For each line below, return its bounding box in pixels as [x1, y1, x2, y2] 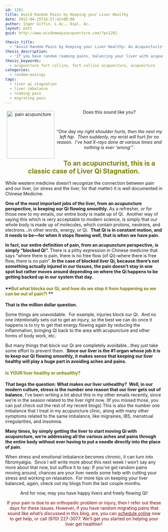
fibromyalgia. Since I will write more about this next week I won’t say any [5, 459, 156, 465]
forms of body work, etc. [5, 333, 56, 339]
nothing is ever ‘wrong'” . [83, 145, 135, 151]
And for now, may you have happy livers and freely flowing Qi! [19, 490, 148, 496]
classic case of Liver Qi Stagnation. [27, 167, 140, 175]
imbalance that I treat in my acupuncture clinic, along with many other [5, 407, 149, 413]
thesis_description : [5, 49, 48, 54]
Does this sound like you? [82, 109, 136, 115]
